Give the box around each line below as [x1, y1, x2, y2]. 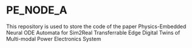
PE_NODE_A [6, 4, 67, 17]
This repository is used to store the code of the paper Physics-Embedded [6, 23, 187, 30]
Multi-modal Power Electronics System [6, 35, 102, 42]
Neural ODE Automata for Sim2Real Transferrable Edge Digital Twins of [6, 29, 180, 36]
